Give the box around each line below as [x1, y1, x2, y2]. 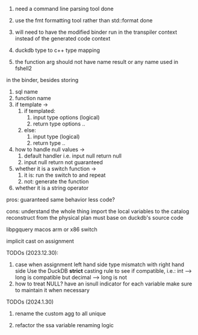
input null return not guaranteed [23, 159, 104, 165]
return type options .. [32, 120, 85, 127]
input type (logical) [32, 133, 80, 140]
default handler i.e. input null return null [23, 152, 122, 159]
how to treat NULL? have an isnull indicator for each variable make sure [14, 280, 193, 287]
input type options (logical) [32, 114, 101, 121]
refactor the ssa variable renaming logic [14, 322, 114, 328]
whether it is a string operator [14, 184, 89, 191]
